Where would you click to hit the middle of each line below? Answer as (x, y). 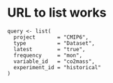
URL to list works (57, 13)
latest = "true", (50, 49)
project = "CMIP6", (51, 37)
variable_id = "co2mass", (54, 61)
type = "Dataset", (54, 43)
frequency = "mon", (48, 55)
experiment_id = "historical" (57, 67)
